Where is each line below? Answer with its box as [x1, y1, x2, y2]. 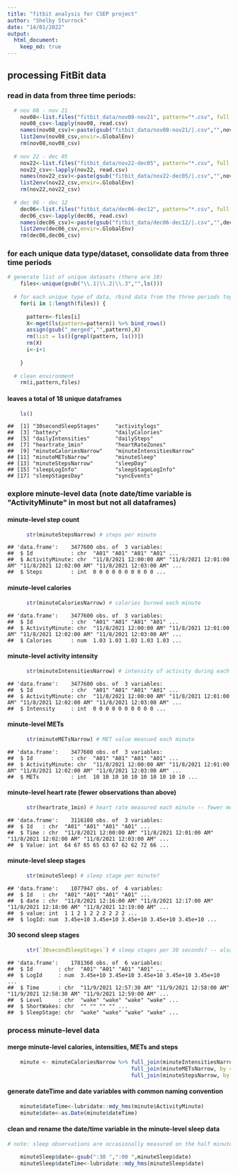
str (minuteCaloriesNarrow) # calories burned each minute [25, 599, 201, 606]
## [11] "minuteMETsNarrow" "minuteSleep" [7, 454, 157, 461]
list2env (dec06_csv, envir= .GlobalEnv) [20, 225, 135, 232]
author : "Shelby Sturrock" [7, 17, 87, 24]
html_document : [13, 37, 59, 44]
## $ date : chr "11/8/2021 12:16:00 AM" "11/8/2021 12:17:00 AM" [7, 897, 214, 904]
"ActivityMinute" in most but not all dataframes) [7, 497, 177, 507]
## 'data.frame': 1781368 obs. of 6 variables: [7, 959, 163, 966]
